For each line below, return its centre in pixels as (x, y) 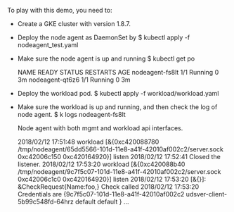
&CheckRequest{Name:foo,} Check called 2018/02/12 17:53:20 (108, 187)
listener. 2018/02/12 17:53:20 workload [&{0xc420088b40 (101, 164)
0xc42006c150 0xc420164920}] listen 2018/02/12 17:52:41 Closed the (119, 157)
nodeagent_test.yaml (48, 45)
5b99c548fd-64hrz (45, 201)
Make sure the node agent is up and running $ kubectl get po (106, 58)
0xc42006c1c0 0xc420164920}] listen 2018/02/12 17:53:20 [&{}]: (111, 179)
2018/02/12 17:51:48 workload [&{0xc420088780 (88, 142)
